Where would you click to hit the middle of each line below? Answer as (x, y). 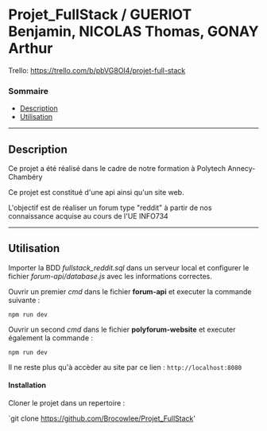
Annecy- (242, 169)
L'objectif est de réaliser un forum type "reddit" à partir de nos (110, 208)
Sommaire (29, 91)
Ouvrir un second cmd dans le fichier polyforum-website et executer (122, 329)
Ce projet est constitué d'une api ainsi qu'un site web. (96, 192)
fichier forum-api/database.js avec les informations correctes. (110, 276)
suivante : (24, 300)
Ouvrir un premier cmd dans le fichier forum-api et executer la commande (130, 291)
